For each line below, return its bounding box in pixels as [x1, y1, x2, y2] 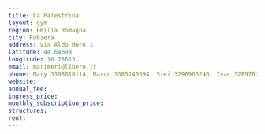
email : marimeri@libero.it [8, 63, 97, 71]
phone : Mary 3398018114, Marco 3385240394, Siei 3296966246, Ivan [8, 70, 231, 78]
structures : [8, 107, 47, 115]
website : [8, 77, 37, 85]
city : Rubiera [8, 33, 55, 42]
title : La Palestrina [8, 11, 80, 20]
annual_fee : [8, 84, 47, 93]
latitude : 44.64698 [8, 48, 73, 56]
